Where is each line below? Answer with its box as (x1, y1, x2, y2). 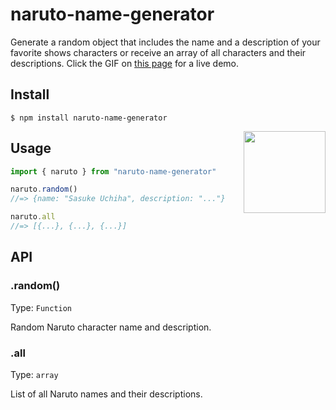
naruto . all (10, 212, 56, 222)
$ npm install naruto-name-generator (10, 113, 168, 123)
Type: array (10, 368, 59, 380)
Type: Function (10, 301, 73, 313)
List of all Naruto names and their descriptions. (10, 388, 203, 400)
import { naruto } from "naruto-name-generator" (10, 166, 217, 177)
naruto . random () (10, 184, 78, 195)
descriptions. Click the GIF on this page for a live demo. (10, 57, 240, 69)
